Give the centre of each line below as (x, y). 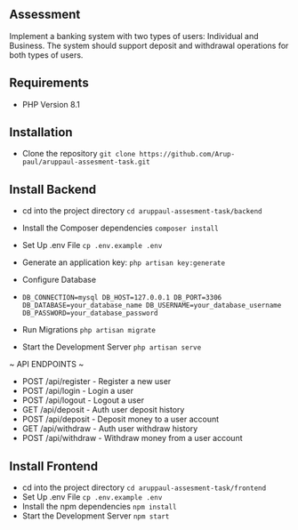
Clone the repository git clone (79, 154)
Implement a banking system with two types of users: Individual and (134, 36)
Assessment (45, 15)
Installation (41, 132)
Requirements (49, 83)
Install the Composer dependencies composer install (121, 228)
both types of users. (46, 55)
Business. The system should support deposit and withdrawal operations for (149, 45)
